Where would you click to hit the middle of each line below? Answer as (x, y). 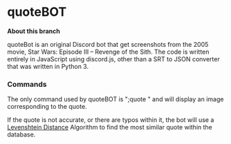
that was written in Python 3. (48, 66)
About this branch (34, 31)
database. (21, 134)
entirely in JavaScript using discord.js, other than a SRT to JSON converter (113, 59)
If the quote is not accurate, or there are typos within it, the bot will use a (111, 120)
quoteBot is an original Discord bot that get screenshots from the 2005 (108, 44)
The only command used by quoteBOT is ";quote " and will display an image (115, 99)
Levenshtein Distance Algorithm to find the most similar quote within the (110, 127)
